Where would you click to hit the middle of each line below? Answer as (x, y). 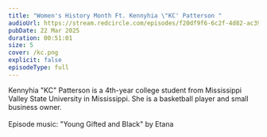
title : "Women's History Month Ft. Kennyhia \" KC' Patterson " (115, 16)
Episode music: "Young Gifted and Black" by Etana (91, 123)
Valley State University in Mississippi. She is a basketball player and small (128, 98)
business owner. (35, 107)
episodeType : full (39, 68)
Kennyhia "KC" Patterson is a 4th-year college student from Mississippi (125, 90)
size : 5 (21, 45)
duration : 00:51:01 (41, 38)
